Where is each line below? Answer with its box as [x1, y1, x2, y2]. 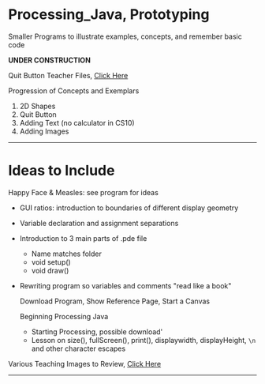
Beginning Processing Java [19, 311, 109, 321]
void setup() [31, 257, 71, 266]
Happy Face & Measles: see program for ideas [8, 187, 159, 197]
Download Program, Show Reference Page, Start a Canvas [19, 296, 211, 306]
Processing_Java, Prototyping [8, 6, 210, 24]
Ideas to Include [8, 162, 115, 179]
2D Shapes [19, 101, 56, 111]
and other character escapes [31, 344, 126, 353]
